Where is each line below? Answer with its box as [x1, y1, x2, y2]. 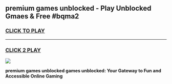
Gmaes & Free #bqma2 [5, 12, 79, 21]
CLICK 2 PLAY [5, 46, 41, 53]
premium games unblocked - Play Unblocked [5, 4, 152, 13]
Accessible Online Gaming [5, 73, 63, 79]
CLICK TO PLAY [5, 27, 45, 35]
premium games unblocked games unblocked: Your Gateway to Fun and [5, 67, 161, 73]
